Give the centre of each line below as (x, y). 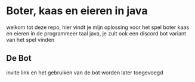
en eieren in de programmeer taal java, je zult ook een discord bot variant (96, 33)
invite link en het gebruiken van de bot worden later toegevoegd (85, 73)
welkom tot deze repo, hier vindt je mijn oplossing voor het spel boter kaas (98, 27)
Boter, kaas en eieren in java (77, 11)
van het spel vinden (30, 40)
